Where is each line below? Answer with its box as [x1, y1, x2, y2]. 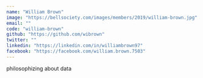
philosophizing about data [6, 65, 72, 72]
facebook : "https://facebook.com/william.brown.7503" [6, 48, 146, 54]
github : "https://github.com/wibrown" [6, 31, 105, 37]
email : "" [6, 20, 32, 26]
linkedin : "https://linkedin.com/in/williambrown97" [6, 43, 143, 49]
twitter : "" [6, 37, 37, 43]
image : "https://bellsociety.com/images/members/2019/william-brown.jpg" [6, 15, 198, 21]
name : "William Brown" [6, 8, 64, 15]
